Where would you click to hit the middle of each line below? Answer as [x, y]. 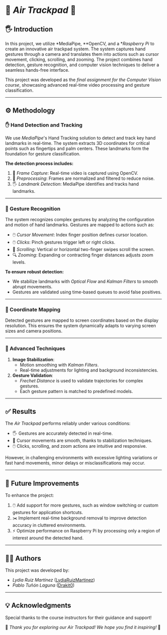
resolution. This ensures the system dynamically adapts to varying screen [81, 326]
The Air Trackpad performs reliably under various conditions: [68, 423]
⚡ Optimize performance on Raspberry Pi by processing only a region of [86, 531]
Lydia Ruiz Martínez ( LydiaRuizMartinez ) [54, 580]
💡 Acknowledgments [38, 605]
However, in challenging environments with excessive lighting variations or [82, 458]
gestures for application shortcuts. [48, 512]
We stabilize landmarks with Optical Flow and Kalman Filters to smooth [85, 281]
